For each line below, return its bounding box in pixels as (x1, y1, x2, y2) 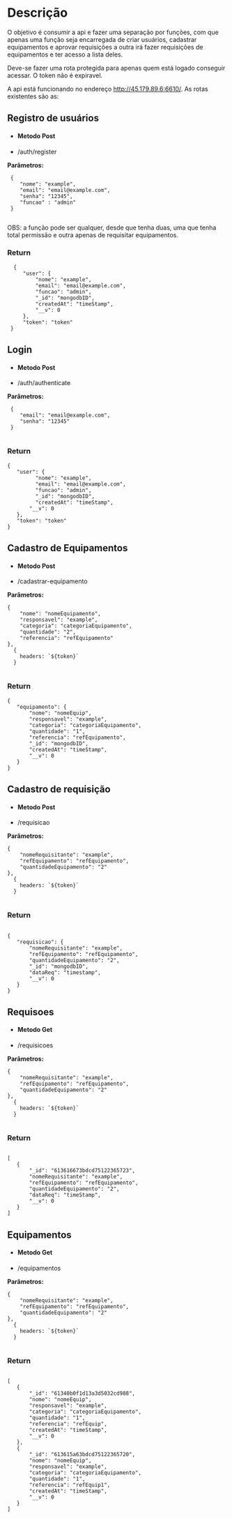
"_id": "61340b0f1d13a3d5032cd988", (29, 1390, 136, 1397)
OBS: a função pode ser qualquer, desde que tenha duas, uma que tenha (7, 223, 217, 232)
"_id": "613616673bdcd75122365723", (29, 1167, 136, 1174)
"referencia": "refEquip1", (29, 1481, 111, 1489)
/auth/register (17, 147, 57, 156)
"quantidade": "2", (20, 629, 77, 636)
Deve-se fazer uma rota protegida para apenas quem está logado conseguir (7, 63, 226, 72)
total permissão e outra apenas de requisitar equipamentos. (7, 230, 179, 239)
